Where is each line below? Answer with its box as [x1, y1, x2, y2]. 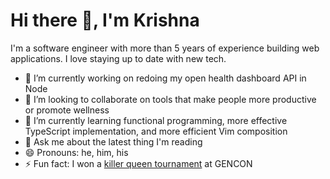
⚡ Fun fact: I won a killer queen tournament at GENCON [24, 157, 253, 169]
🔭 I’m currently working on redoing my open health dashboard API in [24, 72, 307, 84]
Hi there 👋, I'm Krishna [10, 9, 200, 32]
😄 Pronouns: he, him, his [24, 146, 129, 158]
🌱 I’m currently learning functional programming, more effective [24, 114, 288, 126]
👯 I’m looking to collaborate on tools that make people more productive [24, 93, 317, 105]
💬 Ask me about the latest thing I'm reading [24, 135, 203, 148]
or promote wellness [24, 104, 110, 116]
